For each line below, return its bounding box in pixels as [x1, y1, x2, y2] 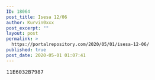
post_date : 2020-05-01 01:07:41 [6, 52, 86, 58]
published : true [6, 47, 46, 53]
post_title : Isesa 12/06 [6, 14, 67, 20]
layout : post [6, 31, 38, 36]
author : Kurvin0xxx [6, 19, 54, 25]
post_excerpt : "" [6, 25, 49, 31]
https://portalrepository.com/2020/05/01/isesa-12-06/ [11, 42, 150, 48]
